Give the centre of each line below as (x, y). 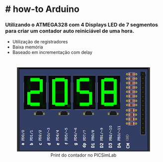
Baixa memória (28, 47)
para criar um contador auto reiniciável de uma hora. (70, 31)
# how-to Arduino (42, 9)
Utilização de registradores (40, 42)
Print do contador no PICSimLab (83, 155)
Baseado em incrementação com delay (52, 52)
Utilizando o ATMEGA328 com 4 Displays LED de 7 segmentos (81, 25)
